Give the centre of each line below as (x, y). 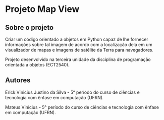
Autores (18, 80)
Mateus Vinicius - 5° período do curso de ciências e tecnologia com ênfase (82, 107)
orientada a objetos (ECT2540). (37, 65)
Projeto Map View (42, 9)
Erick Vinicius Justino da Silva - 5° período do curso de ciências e (72, 92)
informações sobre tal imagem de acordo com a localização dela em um (79, 45)
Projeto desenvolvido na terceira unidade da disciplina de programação (78, 60)
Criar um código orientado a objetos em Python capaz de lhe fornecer (77, 39)
